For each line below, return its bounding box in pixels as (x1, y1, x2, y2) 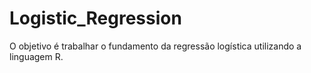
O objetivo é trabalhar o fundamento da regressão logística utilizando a (9, 40, 302, 52)
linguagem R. (9, 50, 64, 62)
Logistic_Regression (9, 7, 182, 30)
